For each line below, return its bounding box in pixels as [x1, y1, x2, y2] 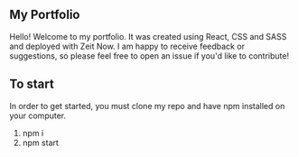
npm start [22, 137, 59, 148]
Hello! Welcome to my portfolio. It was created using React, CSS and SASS [9, 31, 287, 42]
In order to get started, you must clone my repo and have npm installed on [9, 100, 285, 111]
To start [9, 77, 54, 92]
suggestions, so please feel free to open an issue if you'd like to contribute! [9, 50, 290, 61]
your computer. [9, 110, 67, 121]
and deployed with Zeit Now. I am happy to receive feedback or [9, 41, 246, 51]
